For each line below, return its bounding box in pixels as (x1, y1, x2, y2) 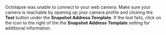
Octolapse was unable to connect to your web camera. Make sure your (5, 4, 151, 10)
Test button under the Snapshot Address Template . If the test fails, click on (5, 15, 162, 20)
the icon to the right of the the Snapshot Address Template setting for (5, 20, 150, 26)
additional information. (5, 25, 51, 31)
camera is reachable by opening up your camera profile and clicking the (5, 9, 153, 15)
